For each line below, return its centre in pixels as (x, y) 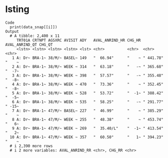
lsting (17, 9)
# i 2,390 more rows (31, 146)
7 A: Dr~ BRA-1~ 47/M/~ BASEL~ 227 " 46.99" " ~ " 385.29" (88, 111)
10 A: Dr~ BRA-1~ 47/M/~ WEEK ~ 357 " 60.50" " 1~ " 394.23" (87, 137)
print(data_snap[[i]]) (34, 27)
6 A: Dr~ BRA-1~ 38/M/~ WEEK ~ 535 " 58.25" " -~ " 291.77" (88, 102)
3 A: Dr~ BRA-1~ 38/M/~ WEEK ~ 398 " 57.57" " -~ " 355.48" (88, 75)
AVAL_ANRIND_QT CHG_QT (29, 45)
